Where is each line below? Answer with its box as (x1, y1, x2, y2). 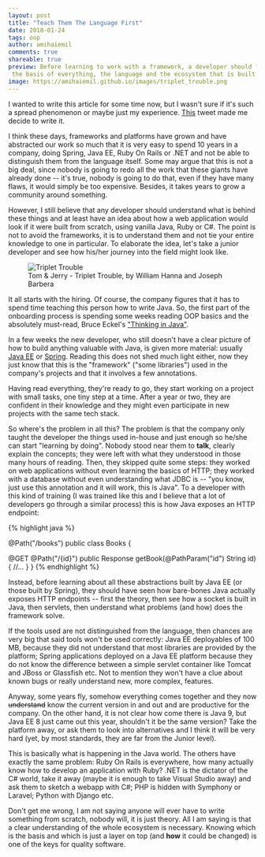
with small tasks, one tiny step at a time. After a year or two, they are (8, 392, 231, 401)
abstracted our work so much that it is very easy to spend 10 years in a (8, 140, 238, 149)
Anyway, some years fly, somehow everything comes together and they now (8, 691, 257, 701)
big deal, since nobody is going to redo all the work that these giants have (8, 165, 248, 174)
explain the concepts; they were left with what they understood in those (8, 449, 241, 458)
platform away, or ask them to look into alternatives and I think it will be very (8, 725, 256, 734)
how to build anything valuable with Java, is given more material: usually (8, 343, 243, 352)
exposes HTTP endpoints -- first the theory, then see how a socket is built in (8, 594, 256, 603)
